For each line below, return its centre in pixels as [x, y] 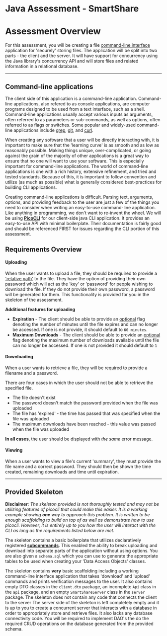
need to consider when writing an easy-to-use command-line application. [81, 207]
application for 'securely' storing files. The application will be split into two [81, 51]
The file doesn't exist [34, 397]
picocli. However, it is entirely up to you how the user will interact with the [81, 525]
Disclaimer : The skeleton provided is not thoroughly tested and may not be [82, 504]
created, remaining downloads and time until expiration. [62, 472]
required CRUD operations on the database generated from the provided [80, 624]
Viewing [14, 450]
